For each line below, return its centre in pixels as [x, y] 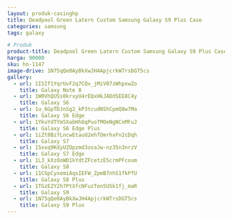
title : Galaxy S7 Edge [52, 154]
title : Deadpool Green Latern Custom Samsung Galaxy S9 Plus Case [105, 20]
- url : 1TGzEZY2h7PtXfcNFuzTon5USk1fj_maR [75, 186]
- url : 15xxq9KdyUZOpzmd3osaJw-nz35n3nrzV [75, 148]
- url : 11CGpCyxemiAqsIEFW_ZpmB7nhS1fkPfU [75, 173]
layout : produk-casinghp [43, 13]
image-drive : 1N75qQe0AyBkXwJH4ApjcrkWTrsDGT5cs [78, 71]
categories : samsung [37, 26]
